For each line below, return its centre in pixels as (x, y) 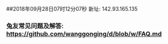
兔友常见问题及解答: (35, 26)
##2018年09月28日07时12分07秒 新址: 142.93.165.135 (72, 9)
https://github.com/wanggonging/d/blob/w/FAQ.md (84, 34)
